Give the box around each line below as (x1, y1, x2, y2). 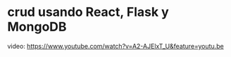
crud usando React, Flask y (7, 4, 169, 20)
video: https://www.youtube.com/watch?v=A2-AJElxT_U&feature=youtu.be (7, 42, 224, 50)
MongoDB (7, 19, 67, 35)
